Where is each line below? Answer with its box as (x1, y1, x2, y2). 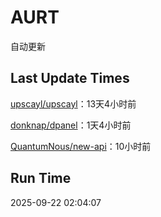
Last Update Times (10, 70, 130, 87)
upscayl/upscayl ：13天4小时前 (10, 97, 137, 110)
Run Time (10, 170, 72, 187)
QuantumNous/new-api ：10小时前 (10, 140, 152, 152)
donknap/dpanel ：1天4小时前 (10, 119, 132, 131)
